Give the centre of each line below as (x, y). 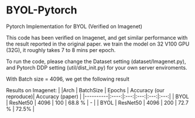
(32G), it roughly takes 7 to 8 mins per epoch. (61, 50)
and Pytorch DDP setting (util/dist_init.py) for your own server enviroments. (97, 67)
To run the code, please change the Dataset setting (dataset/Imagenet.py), (96, 61)
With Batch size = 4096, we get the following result (68, 79)
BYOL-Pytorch (42, 10)
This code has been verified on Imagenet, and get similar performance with (97, 37)
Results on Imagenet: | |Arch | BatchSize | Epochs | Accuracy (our (85, 90)
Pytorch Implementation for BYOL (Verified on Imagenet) (74, 26)
